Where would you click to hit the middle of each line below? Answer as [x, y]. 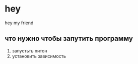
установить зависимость [39, 56]
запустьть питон [29, 50]
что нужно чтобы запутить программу [69, 39]
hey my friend [19, 23]
